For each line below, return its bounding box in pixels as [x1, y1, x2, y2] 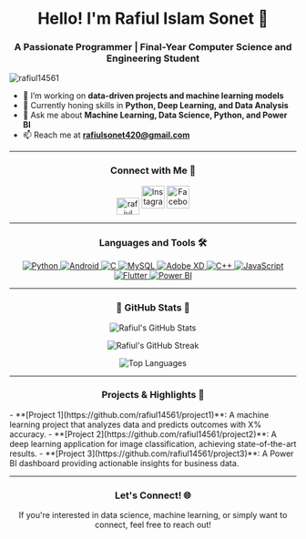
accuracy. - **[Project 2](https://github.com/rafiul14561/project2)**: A [9, 428, 278, 440]
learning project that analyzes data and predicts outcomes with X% [9, 419, 262, 430]
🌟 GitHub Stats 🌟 [116, 301, 190, 314]
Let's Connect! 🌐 [115, 489, 191, 502]
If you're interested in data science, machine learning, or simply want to [18, 510, 288, 521]
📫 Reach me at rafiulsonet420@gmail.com [22, 129, 190, 140]
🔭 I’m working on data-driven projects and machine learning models [22, 90, 284, 101]
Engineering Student [106, 52, 200, 65]
